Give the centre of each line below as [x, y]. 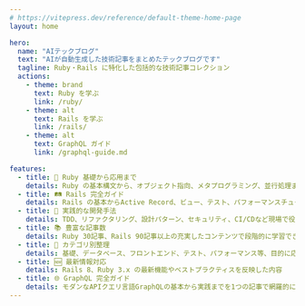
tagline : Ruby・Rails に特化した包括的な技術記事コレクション [124, 68]
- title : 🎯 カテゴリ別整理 [64, 245]
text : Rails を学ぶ [68, 119]
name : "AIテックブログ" [59, 51]
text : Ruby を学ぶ [66, 93]
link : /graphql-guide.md [80, 153]
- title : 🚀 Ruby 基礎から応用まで [78, 177]
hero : [20, 43]
